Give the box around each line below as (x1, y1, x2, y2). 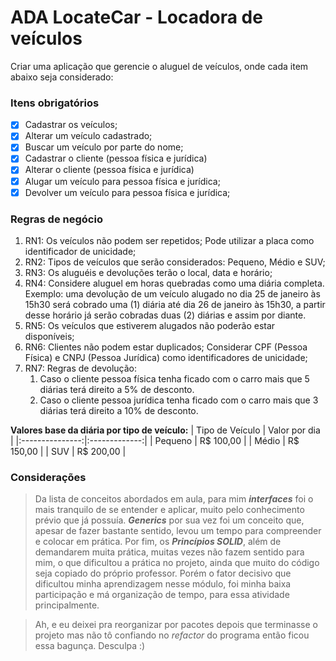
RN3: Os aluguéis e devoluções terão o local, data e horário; (24, 266, 273, 278)
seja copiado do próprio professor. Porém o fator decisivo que (34, 567, 292, 580)
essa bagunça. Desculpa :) (34, 640, 146, 652)
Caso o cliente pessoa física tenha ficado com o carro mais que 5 (39, 372, 310, 385)
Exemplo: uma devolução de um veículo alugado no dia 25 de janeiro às (24, 287, 321, 300)
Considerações (10, 470, 87, 484)
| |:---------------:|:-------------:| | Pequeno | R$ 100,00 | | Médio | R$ (10, 434, 300, 446)
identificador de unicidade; (24, 245, 137, 257)
